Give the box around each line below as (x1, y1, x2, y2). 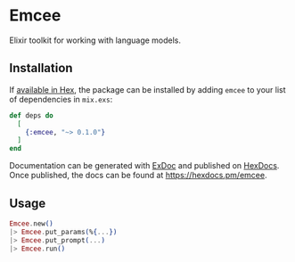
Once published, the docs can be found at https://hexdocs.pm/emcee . (9, 170, 267, 181)
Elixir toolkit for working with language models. (9, 35, 181, 45)
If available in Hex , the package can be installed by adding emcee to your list (9, 84, 287, 94)
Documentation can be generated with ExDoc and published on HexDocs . (9, 160, 280, 171)
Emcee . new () (9, 219, 53, 228)
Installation (9, 61, 73, 76)
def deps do (9, 111, 53, 120)
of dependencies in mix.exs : (9, 94, 113, 104)
